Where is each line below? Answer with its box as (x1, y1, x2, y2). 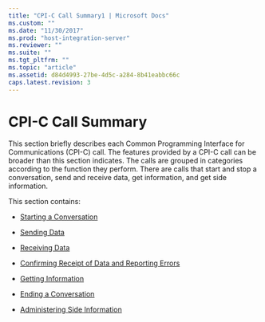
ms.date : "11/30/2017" (8, 26, 84, 34)
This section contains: (8, 197, 81, 206)
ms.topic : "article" (8, 64, 77, 72)
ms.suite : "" (8, 49, 52, 57)
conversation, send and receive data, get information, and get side (8, 173, 227, 183)
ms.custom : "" (8, 19, 56, 27)
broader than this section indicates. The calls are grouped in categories (8, 156, 243, 166)
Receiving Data (19, 243, 70, 253)
